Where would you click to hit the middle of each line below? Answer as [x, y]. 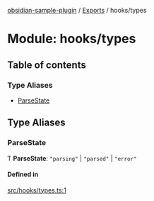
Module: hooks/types [72, 39]
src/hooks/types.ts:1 [37, 190]
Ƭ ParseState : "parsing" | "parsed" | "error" [72, 158]
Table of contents [47, 65]
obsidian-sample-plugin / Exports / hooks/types [77, 10]
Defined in [23, 174]
